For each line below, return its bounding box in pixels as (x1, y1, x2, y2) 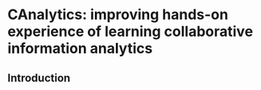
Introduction (7, 71, 71, 84)
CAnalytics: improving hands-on (7, 6, 229, 24)
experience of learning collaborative (7, 22, 253, 41)
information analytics (7, 40, 153, 57)
